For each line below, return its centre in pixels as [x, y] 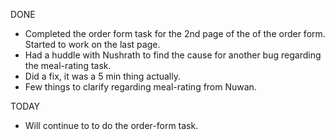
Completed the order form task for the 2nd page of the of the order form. [175, 33]
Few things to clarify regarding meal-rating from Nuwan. [140, 87]
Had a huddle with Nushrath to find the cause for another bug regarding [173, 55]
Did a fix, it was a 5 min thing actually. [103, 76]
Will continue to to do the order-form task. [111, 125]
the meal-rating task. [68, 65]
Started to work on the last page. [92, 44]
